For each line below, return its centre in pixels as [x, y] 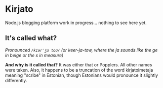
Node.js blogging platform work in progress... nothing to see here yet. [76, 23]
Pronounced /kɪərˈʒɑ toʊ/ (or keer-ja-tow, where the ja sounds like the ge [81, 50]
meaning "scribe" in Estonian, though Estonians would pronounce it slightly [81, 75]
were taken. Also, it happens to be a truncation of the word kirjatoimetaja [79, 70]
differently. [16, 80]
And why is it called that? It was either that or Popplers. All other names [79, 64]
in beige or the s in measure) [34, 55]
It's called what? [31, 38]
